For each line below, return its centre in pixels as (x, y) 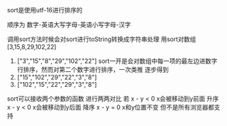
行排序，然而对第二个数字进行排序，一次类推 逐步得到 (93, 70)
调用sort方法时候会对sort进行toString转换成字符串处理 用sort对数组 (102, 39)
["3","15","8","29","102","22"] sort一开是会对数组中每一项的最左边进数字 (117, 61)
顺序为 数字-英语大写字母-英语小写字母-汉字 (69, 25)
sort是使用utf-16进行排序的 (45, 10)
